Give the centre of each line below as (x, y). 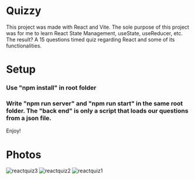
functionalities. (24, 46)
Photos (24, 154)
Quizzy (24, 11)
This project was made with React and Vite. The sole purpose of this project (97, 27)
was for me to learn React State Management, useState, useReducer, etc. (95, 33)
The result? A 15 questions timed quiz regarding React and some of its (90, 39)
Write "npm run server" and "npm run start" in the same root (95, 103)
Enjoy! (14, 131)
